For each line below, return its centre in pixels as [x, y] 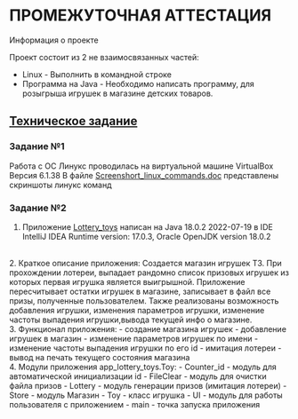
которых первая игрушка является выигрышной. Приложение [127, 281]
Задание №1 [37, 146]
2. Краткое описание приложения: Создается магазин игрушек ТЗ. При [145, 263]
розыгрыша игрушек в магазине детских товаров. [117, 93]
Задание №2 [38, 208]
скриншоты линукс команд [61, 185]
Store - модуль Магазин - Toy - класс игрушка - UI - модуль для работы [146, 395]
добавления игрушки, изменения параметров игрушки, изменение [137, 310]
